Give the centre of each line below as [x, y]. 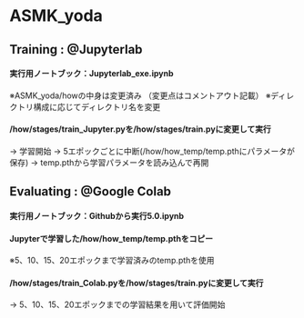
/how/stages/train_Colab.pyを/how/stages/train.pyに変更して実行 [137, 283]
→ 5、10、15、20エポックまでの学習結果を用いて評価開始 [117, 304]
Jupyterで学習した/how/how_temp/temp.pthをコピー [111, 238]
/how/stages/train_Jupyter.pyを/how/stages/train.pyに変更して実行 [140, 129]
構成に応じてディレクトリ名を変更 [97, 106]
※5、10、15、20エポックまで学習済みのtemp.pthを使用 [112, 261]
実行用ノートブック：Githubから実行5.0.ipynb [97, 215]
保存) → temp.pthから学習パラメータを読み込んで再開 [109, 162]
